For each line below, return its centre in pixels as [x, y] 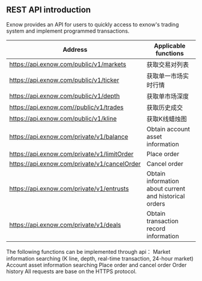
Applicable [170, 46]
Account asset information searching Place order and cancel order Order [96, 265]
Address [75, 49]
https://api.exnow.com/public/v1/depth [65, 96]
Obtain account [168, 129]
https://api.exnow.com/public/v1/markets [68, 64]
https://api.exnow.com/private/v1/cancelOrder [75, 163]
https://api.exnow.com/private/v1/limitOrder [72, 154]
